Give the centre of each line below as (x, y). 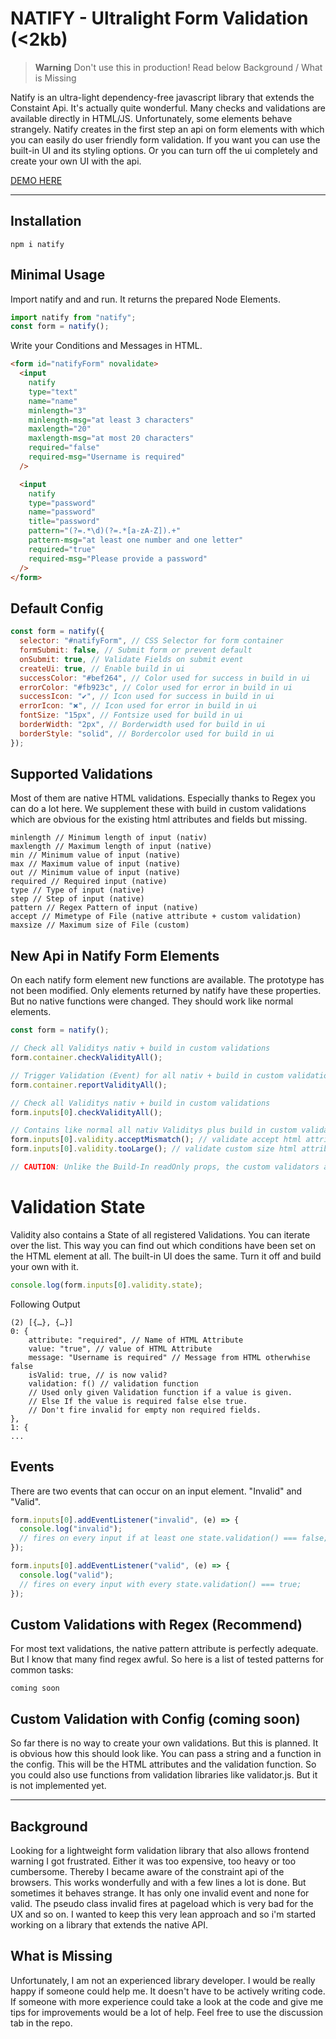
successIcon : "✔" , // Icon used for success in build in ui (147, 697)
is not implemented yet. (58, 1786)
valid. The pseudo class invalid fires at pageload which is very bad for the (162, 1903)
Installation (46, 221)
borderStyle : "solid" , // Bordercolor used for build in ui (147, 733)
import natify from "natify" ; (73, 317)
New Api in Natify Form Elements (115, 955)
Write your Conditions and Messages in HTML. (106, 346)
